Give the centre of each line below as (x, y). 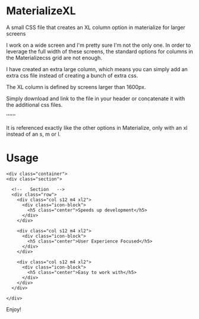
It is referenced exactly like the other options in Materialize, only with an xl (97, 127)
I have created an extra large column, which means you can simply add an (97, 69)
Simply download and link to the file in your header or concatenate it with (96, 98)
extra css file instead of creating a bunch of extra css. (72, 75)
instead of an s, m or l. (34, 134)
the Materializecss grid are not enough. (54, 58)
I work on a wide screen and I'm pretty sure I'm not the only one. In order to (99, 45)
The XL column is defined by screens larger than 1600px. (76, 87)
